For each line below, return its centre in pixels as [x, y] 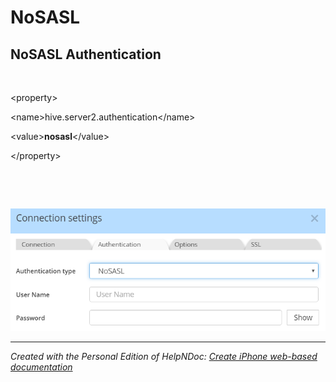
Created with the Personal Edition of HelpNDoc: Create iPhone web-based [164, 356]
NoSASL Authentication [86, 54]
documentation [41, 367]
